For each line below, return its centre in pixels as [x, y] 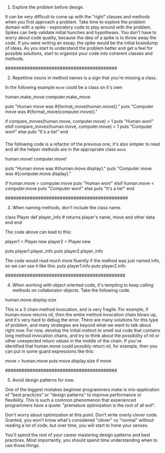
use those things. [23, 446]
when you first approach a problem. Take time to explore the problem [75, 22]
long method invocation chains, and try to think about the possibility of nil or [82, 336]
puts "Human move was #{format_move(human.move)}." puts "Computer [79, 106]
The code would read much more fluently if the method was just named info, [83, 261]
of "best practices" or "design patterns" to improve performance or [73, 395]
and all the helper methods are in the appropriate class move [66, 150]
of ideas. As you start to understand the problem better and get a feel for [79, 48]
